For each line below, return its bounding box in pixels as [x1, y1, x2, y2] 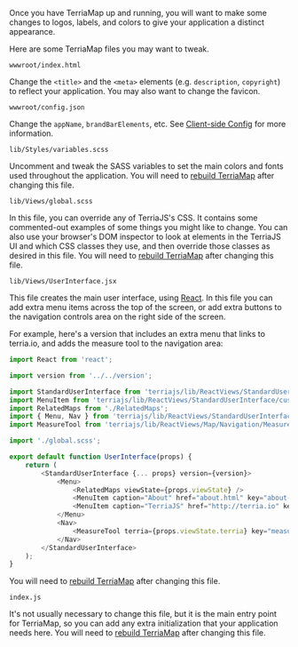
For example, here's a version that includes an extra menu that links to [9, 329, 266, 339]
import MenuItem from [9, 395, 90, 404]
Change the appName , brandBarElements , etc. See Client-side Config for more [9, 119, 286, 129]
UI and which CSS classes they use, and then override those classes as [9, 241, 271, 252]
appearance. [9, 27, 56, 36]
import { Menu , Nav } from [9, 412, 109, 421]
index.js [9, 593, 42, 603]
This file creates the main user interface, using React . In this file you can [9, 292, 273, 303]
